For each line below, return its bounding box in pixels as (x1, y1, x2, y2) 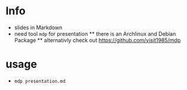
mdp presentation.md (14, 78, 66, 84)
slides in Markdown (14, 24, 63, 31)
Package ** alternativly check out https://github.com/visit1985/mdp (14, 36, 181, 44)
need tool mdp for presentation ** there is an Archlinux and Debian (14, 30, 176, 37)
